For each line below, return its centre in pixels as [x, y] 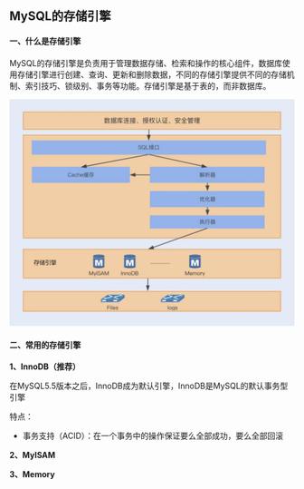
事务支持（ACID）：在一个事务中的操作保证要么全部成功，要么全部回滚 [153, 436]
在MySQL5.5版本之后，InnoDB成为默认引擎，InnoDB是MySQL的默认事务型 [149, 386]
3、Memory [33, 474]
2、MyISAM [33, 455]
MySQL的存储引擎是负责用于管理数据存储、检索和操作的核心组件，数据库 [146, 63]
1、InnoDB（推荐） [45, 367]
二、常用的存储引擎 [45, 345]
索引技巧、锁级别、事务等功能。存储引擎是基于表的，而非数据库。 [148, 85]
